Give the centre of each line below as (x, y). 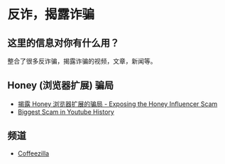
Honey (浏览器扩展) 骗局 (61, 86)
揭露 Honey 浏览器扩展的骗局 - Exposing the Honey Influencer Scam (117, 104)
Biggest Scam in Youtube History (66, 112)
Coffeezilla (33, 153)
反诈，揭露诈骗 (51, 14)
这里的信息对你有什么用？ (63, 43)
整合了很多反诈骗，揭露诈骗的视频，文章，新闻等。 (82, 61)
